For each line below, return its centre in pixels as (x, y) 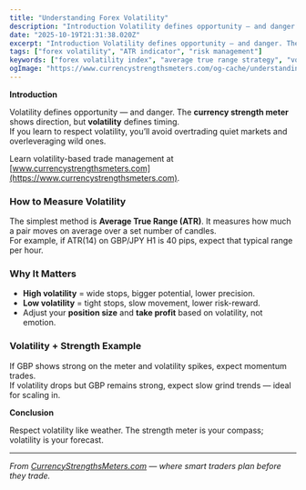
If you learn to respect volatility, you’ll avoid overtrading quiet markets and (148, 131)
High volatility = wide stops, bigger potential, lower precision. (139, 294)
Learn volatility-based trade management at (92, 158)
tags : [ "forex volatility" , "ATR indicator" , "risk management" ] (136, 52)
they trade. (30, 475)
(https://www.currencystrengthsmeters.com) (93, 177)
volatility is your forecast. (57, 440)
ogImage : (26, 69)
